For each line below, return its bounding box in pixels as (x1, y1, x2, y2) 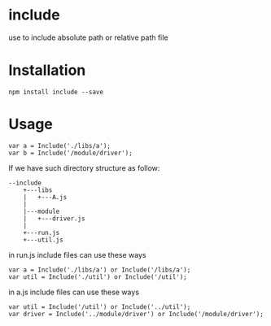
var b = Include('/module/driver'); (8, 149, 133, 157)
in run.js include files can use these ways (8, 250, 146, 259)
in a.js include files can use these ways (8, 287, 140, 297)
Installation (8, 61, 86, 80)
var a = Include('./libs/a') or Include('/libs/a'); (8, 266, 191, 274)
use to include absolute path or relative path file (8, 33, 168, 42)
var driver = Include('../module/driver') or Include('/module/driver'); (8, 310, 264, 318)
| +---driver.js (23, 214, 85, 223)
